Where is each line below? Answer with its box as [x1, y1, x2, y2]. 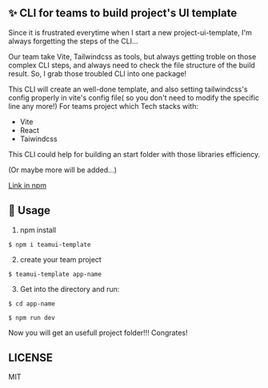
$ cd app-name [8, 300, 56, 308]
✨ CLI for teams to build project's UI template [8, 6, 238, 20]
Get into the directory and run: [19, 284, 120, 293]
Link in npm [8, 180, 46, 190]
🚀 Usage [8, 204, 50, 217]
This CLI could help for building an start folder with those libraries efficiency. [8, 149, 261, 159]
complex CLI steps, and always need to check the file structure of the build [8, 60, 256, 70]
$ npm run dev [8, 313, 56, 321]
